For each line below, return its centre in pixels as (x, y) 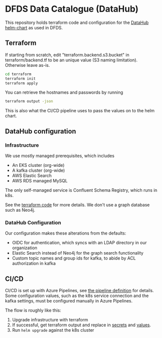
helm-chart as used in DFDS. (34, 27)
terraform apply (21, 83)
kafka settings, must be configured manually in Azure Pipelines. (69, 301)
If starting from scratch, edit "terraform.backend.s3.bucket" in (67, 55)
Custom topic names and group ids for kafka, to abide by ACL (74, 258)
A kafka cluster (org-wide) (38, 170)
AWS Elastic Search (32, 175)
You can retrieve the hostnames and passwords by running (64, 92)
